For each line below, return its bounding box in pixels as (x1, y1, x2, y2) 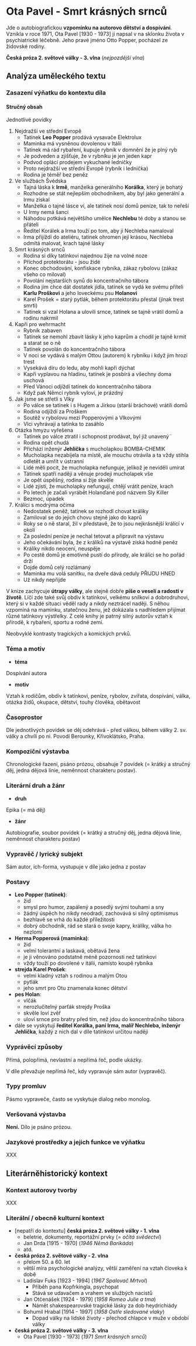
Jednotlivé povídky (6, 116, 52, 123)
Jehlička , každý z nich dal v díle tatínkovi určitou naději (14, 1028, 149, 1035)
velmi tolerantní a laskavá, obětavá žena (23, 947, 120, 954)
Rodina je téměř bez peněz (23, 171, 88, 178)
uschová (23, 377, 44, 384)
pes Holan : (14, 991, 42, 998)
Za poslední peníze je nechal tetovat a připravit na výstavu (23, 533, 164, 540)
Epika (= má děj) (6, 806, 46, 813)
